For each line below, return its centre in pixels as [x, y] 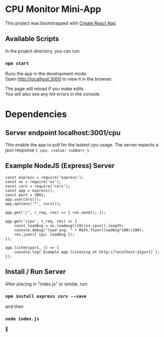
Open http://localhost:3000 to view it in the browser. [59, 79]
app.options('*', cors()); [33, 204]
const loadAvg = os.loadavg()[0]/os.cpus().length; [69, 226]
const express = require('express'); [44, 177]
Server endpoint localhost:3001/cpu [63, 133]
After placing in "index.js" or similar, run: [47, 284]
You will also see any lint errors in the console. [53, 94]
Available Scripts [32, 39]
